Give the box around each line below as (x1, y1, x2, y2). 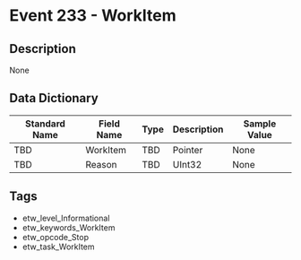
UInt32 (172, 158, 202, 170)
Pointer (172, 143, 203, 156)
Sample (243, 117, 277, 130)
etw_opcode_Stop (21, 231, 90, 242)
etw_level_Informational (21, 212, 110, 223)
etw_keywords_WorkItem (21, 221, 116, 233)
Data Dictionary (9, 91, 99, 106)
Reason (84, 158, 117, 170)
